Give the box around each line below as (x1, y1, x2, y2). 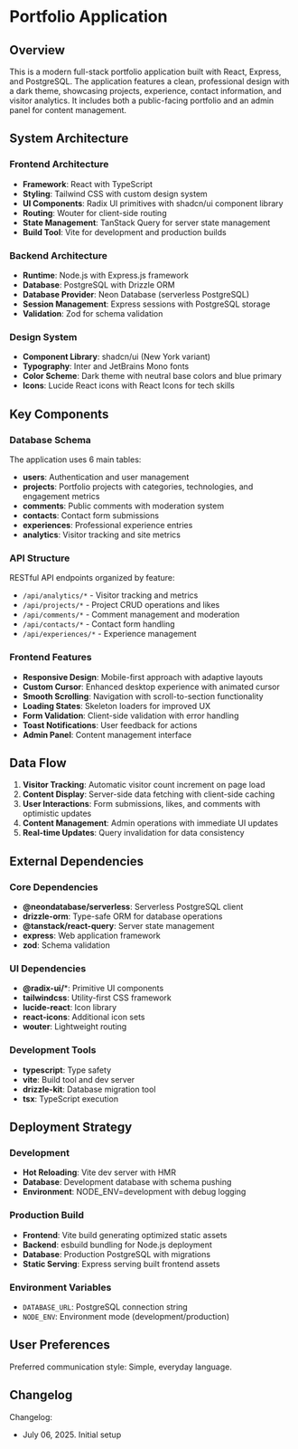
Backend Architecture (9, 249, 108, 261)
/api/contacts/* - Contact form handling (22, 619, 175, 630)
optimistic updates (22, 808, 92, 819)
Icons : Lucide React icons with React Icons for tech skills (22, 380, 235, 391)
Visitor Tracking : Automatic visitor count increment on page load (22, 780, 265, 791)
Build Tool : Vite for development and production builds (22, 226, 228, 237)
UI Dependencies (9, 961, 87, 974)
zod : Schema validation (22, 940, 110, 951)
